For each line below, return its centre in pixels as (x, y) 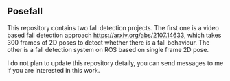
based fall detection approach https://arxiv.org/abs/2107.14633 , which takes (114, 35)
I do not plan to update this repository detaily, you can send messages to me (115, 63)
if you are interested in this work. (54, 70)
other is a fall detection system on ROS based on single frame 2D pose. (108, 49)
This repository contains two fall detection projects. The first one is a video (113, 27)
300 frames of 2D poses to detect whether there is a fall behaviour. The (108, 42)
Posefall (25, 11)
